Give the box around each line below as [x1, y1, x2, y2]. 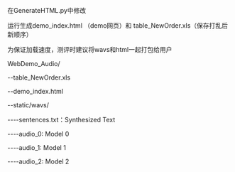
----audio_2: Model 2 [7, 157, 70, 166]
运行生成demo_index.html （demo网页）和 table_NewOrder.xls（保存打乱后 [7, 21, 229, 30]
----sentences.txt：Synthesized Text [7, 116, 116, 124]
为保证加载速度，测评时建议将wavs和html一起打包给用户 [7, 45, 173, 53]
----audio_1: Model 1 [7, 144, 66, 151]
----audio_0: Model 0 [7, 130, 70, 138]
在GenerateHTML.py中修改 [7, 6, 87, 14]
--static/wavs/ [7, 101, 50, 109]
